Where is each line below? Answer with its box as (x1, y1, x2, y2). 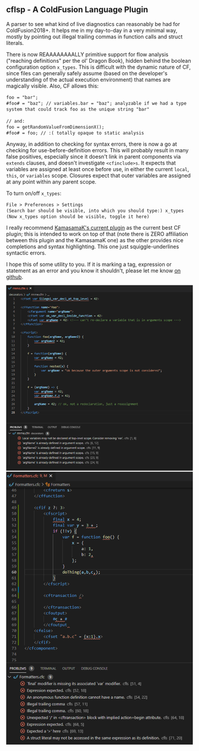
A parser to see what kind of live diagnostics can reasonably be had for (6, 20, 181, 27)
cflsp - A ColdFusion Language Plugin (6, 5, 149, 15)
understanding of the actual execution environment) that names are (6, 76, 171, 83)
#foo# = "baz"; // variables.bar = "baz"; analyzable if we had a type (6, 100, 187, 106)
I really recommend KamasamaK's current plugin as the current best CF (6, 224, 181, 231)
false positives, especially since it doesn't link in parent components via (6, 153, 181, 160)
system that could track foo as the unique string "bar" (6, 106, 150, 112)
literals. (6, 39, 24, 46)
